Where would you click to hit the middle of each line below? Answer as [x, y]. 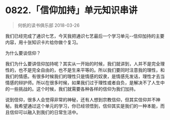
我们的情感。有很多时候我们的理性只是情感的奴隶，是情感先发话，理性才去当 [85, 76]
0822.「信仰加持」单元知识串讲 [71, 10]
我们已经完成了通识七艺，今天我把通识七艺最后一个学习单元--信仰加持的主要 [85, 36]
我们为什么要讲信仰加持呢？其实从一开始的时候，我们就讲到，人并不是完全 [83, 64]
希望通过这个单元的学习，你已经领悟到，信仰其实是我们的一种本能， [89, 106]
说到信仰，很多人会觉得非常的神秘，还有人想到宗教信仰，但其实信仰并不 [80, 99]
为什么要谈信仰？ [23, 53]
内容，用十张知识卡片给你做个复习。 [43, 42]
